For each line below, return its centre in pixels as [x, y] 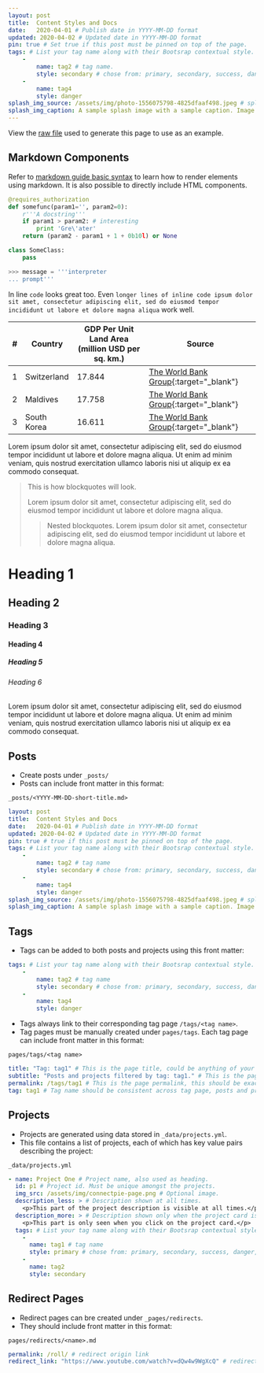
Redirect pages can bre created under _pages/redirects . [111, 1317]
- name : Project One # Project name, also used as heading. [109, 1179]
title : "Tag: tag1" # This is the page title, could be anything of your [132, 1069]
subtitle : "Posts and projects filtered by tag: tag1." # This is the [126, 1076]
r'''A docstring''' [54, 214]
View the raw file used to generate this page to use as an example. [116, 133]
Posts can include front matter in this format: [92, 783]
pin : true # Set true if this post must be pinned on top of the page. [128, 45]
